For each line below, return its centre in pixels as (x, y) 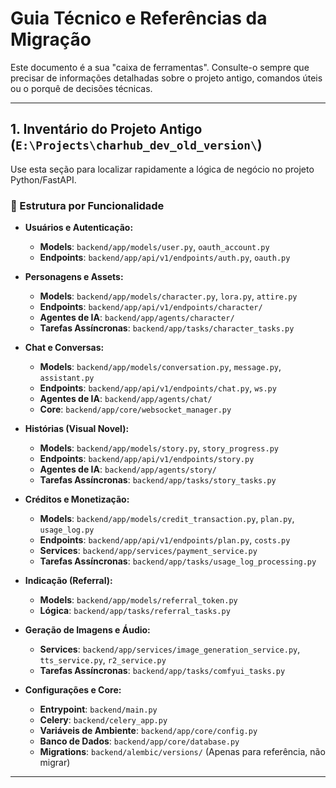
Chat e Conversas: (64, 348)
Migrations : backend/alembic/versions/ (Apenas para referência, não (182, 752)
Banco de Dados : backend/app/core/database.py (139, 741)
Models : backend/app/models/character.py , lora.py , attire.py (168, 296)
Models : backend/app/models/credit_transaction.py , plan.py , (167, 519)
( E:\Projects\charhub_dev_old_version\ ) (136, 145)
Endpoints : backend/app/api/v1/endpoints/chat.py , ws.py (158, 388)
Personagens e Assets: (74, 277)
